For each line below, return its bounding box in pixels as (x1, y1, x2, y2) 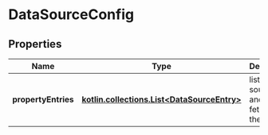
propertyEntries (12, 94, 74, 105)
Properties (8, 37, 62, 51)
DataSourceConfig (8, 6, 134, 24)
